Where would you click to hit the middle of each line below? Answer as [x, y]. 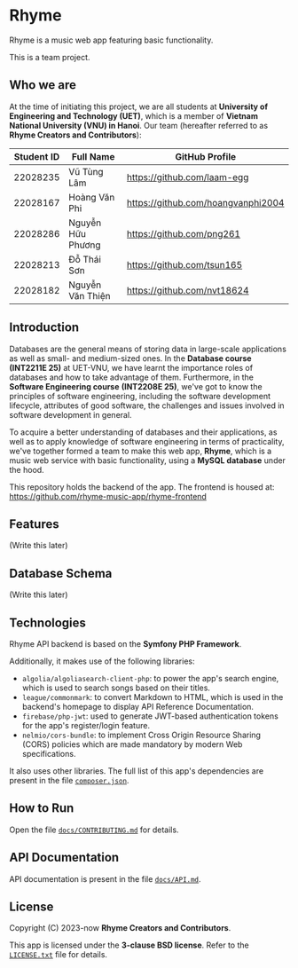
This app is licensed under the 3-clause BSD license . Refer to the [129, 945]
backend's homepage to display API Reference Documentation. [138, 707]
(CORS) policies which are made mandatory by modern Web [132, 744]
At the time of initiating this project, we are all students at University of [139, 106]
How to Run [42, 808]
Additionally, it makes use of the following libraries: [102, 661]
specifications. [49, 754]
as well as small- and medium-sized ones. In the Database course [130, 358]
